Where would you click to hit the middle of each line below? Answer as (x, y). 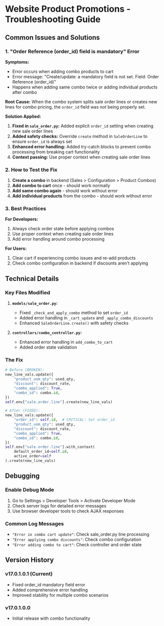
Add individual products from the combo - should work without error (82, 196)
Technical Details (32, 279)
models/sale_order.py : (35, 303)
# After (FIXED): (23, 411)
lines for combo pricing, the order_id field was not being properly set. (75, 107)
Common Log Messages (35, 523)
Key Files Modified (28, 292)
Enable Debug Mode (30, 490)
